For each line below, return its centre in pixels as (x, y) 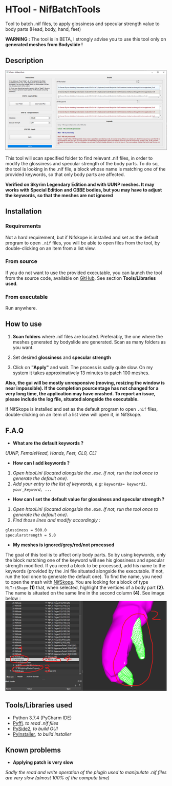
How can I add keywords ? (41, 463)
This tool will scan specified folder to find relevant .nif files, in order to (79, 158)
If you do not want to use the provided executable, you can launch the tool (84, 273)
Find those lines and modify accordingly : (57, 520)
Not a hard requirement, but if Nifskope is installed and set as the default (82, 237)
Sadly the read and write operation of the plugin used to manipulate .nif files (86, 772)
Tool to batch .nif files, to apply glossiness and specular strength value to (82, 24)
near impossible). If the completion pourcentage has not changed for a (82, 388)
